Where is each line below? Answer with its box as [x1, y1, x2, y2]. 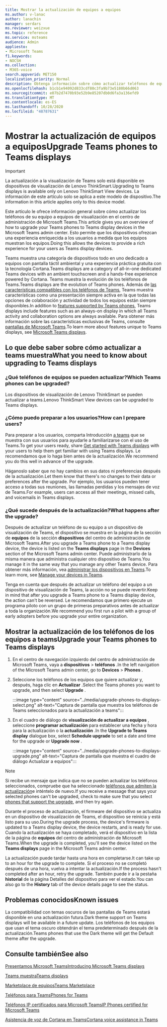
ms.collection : [5, 63, 37, 68]
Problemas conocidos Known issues [5, 896, 119, 904]
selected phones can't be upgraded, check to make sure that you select [5, 793, 153, 799]
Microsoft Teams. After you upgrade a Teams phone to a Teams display [5, 540, 151, 546]
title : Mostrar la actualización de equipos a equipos [5, 7, 121, 12]
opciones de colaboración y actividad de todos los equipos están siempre [5, 297, 157, 303]
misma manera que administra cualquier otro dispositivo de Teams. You [5, 556, 151, 562]
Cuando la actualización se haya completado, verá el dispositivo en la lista [5, 829, 158, 836]
